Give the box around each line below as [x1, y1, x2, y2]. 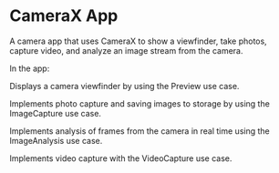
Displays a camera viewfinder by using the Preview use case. [9, 80, 240, 91]
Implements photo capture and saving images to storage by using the [9, 97, 271, 109]
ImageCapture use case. [9, 107, 102, 118]
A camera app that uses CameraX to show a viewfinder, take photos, [9, 36, 267, 46]
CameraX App [9, 5, 119, 26]
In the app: [9, 63, 50, 74]
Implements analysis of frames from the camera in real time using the [9, 125, 271, 137]
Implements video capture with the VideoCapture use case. [9, 152, 232, 164]
